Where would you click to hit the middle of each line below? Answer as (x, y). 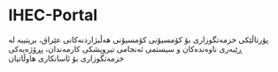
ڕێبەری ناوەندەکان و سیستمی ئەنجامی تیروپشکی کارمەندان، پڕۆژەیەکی (125, 48)
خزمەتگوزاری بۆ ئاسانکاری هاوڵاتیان (66, 58)
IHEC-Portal (53, 15)
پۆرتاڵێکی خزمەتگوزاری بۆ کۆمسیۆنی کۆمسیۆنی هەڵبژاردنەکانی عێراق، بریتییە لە (139, 40)
